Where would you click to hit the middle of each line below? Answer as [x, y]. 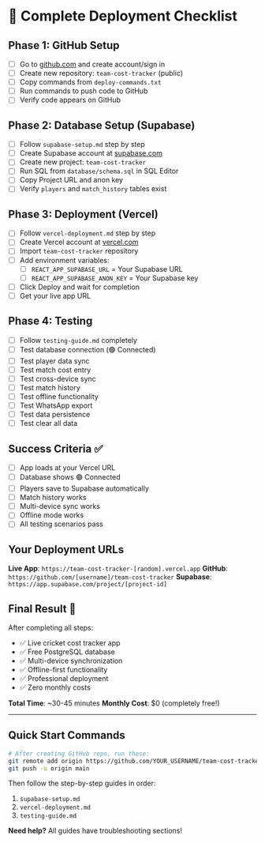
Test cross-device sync [58, 378]
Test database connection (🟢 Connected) [88, 349]
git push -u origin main [49, 768]
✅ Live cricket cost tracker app [70, 643]
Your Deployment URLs [66, 549]
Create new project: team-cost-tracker [83, 162]
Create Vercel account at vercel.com [79, 242]
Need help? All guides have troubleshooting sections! [95, 831]
